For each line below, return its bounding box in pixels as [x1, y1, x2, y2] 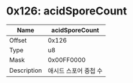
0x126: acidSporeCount [6, 4, 128, 18]
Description [9, 66, 42, 75]
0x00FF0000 [48, 55, 86, 64]
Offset [9, 36, 27, 45]
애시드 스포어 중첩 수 [48, 66, 103, 75]
